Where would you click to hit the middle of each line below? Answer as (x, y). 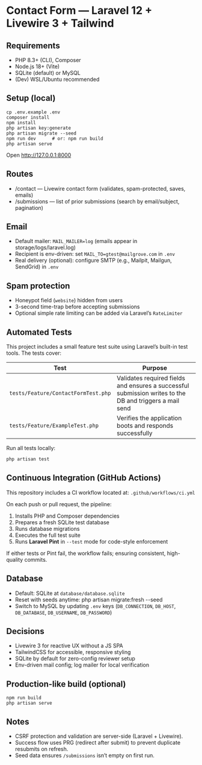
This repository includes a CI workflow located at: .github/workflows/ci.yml (101, 492)
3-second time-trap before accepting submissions (77, 307)
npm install (21, 122)
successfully (135, 433)
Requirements (33, 46)
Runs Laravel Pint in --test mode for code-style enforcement (91, 541)
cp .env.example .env (33, 112)
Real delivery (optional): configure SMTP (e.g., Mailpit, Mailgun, (93, 261)
